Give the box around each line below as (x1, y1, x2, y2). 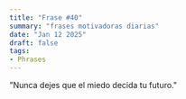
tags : (9, 47, 30, 56)
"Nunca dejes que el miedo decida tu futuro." (9, 80, 178, 90)
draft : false (9, 38, 59, 48)
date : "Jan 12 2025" (9, 30, 88, 39)
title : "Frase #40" (9, 13, 83, 22)
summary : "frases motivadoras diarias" (9, 22, 160, 31)
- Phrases (9, 55, 47, 64)
